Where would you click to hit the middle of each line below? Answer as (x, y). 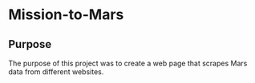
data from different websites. (56, 72)
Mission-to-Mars (66, 15)
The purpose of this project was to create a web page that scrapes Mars (128, 63)
